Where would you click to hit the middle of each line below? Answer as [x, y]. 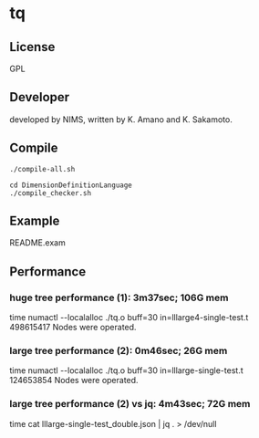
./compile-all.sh [42, 169]
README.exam [37, 243]
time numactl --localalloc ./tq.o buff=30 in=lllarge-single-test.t [126, 370]
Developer [40, 97]
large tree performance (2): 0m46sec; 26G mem [119, 351]
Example [35, 221]
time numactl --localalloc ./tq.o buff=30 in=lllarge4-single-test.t [129, 318]
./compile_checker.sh [51, 193]
